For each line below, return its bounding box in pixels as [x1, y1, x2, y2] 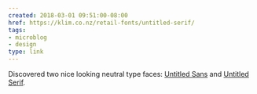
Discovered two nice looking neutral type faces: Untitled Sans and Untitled [8, 70, 249, 78]
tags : [8, 26, 26, 34]
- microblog [8, 33, 47, 42]
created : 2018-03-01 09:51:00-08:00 [8, 11, 128, 20]
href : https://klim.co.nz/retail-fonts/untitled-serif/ [8, 19, 195, 27]
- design [8, 41, 37, 49]
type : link [8, 48, 44, 56]
